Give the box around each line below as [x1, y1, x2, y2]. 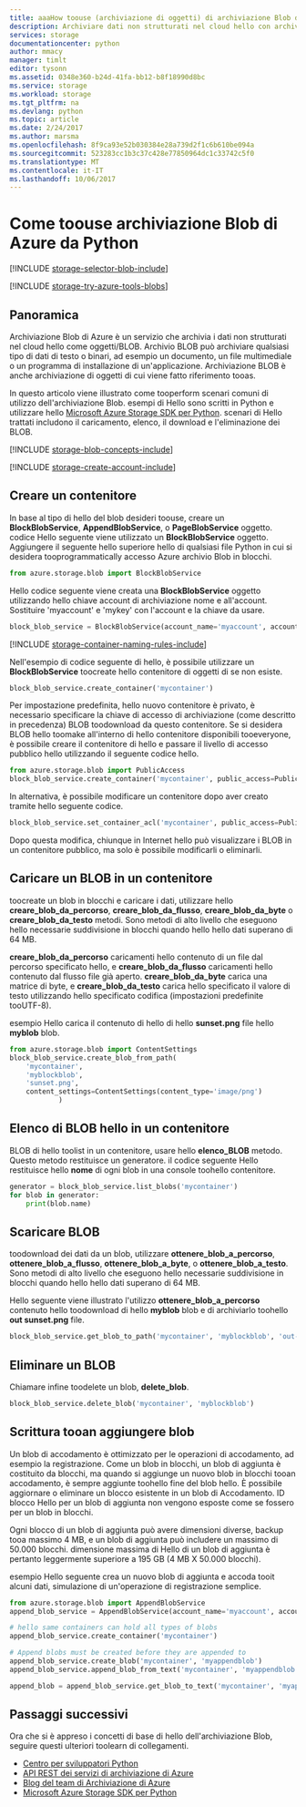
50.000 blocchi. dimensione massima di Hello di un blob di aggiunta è [9, 1544, 270, 1555]
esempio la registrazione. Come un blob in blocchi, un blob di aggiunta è [9, 1458, 281, 1469]
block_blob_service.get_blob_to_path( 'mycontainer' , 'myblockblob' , [9, 1332, 275, 1341]
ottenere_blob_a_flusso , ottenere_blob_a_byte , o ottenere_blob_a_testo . [9, 1258, 289, 1269]
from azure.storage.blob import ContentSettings [9, 1044, 198, 1053]
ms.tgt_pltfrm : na [9, 98, 79, 108]
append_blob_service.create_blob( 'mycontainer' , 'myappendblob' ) [9, 1657, 262, 1666]
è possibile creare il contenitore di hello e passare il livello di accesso [9, 739, 269, 750]
